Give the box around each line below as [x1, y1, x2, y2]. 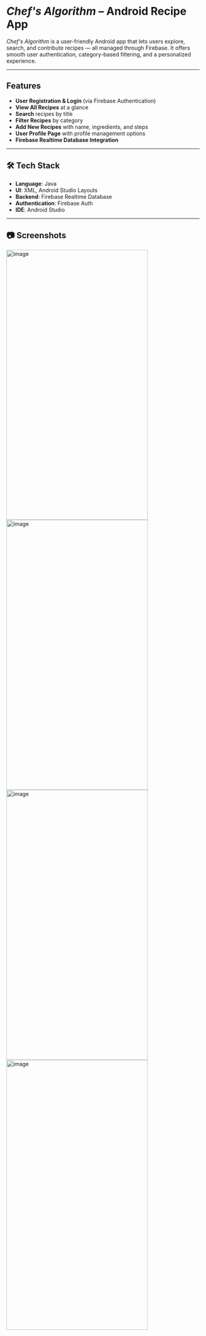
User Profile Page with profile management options [15, 129, 146, 137]
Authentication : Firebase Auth [15, 199, 93, 207]
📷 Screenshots [6, 230, 66, 241]
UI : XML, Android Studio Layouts [15, 186, 98, 194]
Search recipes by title [15, 110, 73, 117]
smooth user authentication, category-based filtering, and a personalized [6, 50, 191, 58]
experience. [6, 57, 37, 64]
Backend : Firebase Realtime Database [15, 193, 112, 200]
